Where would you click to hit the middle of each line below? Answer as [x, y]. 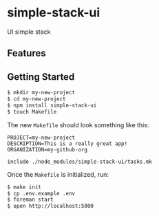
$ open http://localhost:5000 [51, 206]
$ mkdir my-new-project [41, 93]
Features [26, 53]
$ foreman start [30, 200]
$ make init [24, 187]
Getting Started [41, 77]
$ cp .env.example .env [41, 193]
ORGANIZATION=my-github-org [47, 149]
